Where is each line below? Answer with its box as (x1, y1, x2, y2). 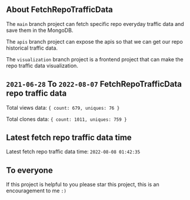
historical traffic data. (6, 44, 58, 51)
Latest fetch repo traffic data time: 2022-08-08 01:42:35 (6, 148, 141, 155)
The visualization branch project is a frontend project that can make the (6, 55, 184, 63)
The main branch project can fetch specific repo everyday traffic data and (6, 20, 184, 27)
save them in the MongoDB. (6, 27, 74, 34)
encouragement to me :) (6, 187, 66, 194)
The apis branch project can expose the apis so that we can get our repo (6, 38, 184, 45)
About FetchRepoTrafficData (6, 5, 113, 15)
